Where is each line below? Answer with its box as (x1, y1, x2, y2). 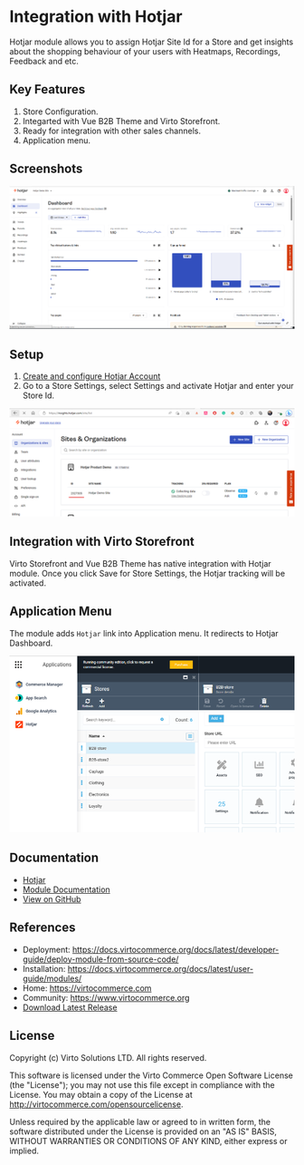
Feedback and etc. (9, 55, 80, 66)
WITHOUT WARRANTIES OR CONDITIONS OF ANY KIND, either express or (9, 1135, 288, 1146)
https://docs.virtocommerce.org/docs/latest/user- (67, 963, 254, 974)
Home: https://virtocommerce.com (22, 982, 152, 994)
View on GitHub (22, 893, 81, 904)
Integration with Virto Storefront (9, 534, 195, 549)
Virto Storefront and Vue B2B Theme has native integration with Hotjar (9, 558, 271, 568)
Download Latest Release (22, 1002, 118, 1013)
